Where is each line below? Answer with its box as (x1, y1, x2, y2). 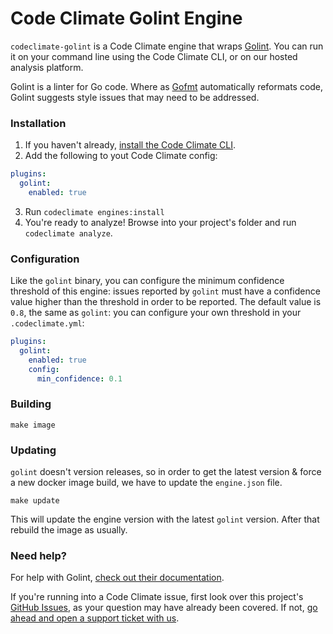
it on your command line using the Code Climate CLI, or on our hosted (10, 50, 298, 62)
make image (10, 420, 56, 430)
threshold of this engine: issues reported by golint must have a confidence (10, 285, 321, 297)
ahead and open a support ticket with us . (10, 612, 180, 624)
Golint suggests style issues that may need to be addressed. (10, 91, 260, 103)
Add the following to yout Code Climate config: (24, 150, 218, 162)
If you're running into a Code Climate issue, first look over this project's (10, 591, 304, 603)
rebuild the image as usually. (10, 524, 128, 536)
